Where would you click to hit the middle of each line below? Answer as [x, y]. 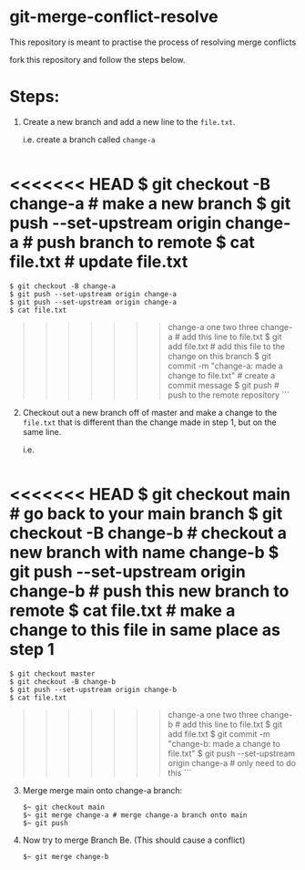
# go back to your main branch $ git [146, 513]
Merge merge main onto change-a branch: [102, 790]
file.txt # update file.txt [99, 262]
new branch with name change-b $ [144, 553]
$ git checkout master [52, 673]
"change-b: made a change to [224, 743]
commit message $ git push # [224, 385]
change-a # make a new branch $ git [150, 204]
